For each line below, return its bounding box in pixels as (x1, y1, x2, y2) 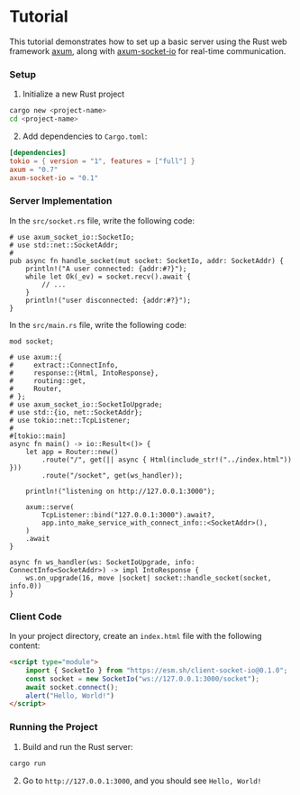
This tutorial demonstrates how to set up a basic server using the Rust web (9, 36, 287, 47)
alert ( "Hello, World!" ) (25, 691, 115, 700)
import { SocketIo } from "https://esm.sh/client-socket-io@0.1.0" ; (25, 665, 288, 675)
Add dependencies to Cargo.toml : (22, 131, 148, 142)
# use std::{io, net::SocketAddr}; (9, 407, 143, 416)
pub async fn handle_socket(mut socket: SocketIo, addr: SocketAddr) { (9, 256, 284, 265)
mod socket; (9, 336, 54, 346)
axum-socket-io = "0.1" (9, 173, 99, 182)
